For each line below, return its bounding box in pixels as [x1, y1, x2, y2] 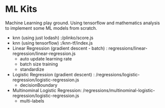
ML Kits [5, 3, 37, 15]
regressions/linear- [108, 45, 148, 51]
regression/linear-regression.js [12, 51, 76, 56]
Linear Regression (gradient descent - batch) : [12, 45, 108, 51]
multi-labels [19, 98, 44, 104]
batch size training [19, 61, 58, 67]
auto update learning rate [19, 55, 72, 61]
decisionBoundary [19, 82, 58, 88]
